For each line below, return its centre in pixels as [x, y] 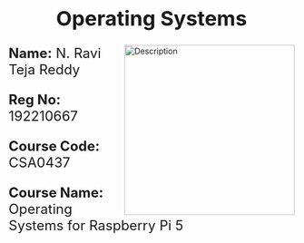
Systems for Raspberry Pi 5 [96, 225]
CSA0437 [39, 162]
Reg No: [34, 99]
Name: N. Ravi [55, 53]
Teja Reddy [44, 69]
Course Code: [54, 146]
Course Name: [56, 192]
